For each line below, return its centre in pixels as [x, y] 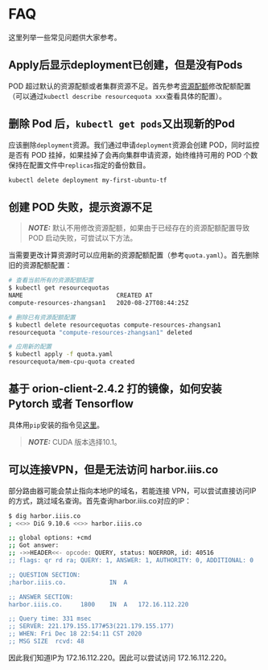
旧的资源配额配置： [40, 265]
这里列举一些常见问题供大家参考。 [65, 37]
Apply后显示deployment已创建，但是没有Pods [126, 65]
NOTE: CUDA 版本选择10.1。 [74, 442]
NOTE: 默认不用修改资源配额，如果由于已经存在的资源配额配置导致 [139, 228]
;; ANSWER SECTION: [41, 597]
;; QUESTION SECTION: [45, 575]
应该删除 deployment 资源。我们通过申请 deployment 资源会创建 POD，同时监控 [134, 145]
